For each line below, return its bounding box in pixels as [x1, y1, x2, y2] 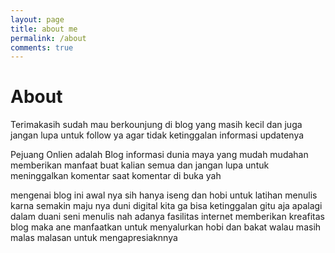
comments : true [10, 42, 74, 53]
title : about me [10, 24, 78, 34]
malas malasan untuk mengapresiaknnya [10, 232, 178, 244]
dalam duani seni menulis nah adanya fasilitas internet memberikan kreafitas [10, 211, 326, 223]
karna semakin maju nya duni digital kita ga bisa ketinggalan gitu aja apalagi [10, 200, 323, 212]
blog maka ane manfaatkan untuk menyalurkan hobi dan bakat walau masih [10, 221, 322, 233]
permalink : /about [10, 33, 87, 43]
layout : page [10, 14, 65, 25]
